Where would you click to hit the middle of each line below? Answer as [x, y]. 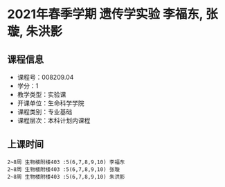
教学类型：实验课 [42, 95]
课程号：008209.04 [45, 77]
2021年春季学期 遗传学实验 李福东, [105, 14]
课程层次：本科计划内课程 [54, 121]
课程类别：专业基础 [45, 112]
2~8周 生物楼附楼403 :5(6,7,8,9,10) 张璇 [63, 169]
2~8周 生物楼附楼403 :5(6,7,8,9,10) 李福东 [66, 162]
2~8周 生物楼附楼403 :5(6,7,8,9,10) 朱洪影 [66, 177]
